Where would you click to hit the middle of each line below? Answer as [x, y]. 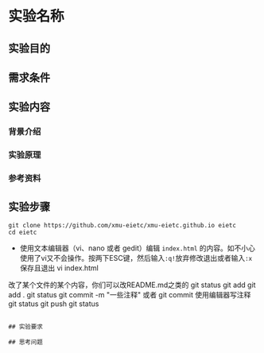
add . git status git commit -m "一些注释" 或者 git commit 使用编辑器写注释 [130, 294]
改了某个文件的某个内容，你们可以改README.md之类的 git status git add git [132, 285]
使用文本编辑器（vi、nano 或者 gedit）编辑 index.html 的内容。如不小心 [138, 248]
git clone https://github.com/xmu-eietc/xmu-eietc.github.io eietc [122, 225]
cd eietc [23, 232]
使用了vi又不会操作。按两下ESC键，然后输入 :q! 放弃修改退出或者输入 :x [136, 258]
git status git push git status [54, 304]
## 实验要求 [26, 327]
